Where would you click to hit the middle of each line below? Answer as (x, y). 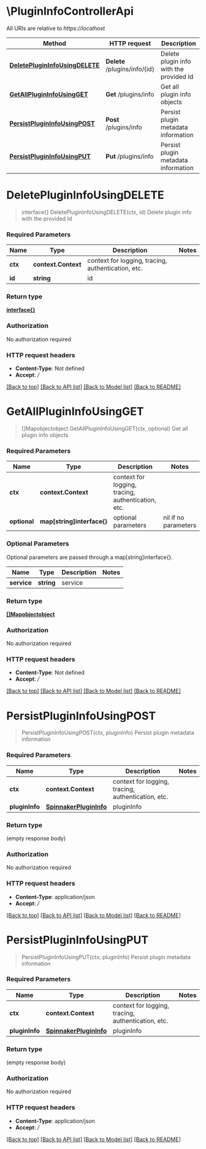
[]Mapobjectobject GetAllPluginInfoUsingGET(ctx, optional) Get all (105, 428)
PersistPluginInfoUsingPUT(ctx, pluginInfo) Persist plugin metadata (106, 957)
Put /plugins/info (130, 156)
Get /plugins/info (130, 94)
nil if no (174, 518)
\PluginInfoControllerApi (70, 11)
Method (54, 43)
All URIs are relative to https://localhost (56, 28)
